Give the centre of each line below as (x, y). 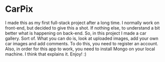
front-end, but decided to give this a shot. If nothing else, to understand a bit (82, 28)
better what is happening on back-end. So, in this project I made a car (76, 33)
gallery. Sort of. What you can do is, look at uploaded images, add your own (82, 38)
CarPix (19, 9)
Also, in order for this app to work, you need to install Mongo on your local (80, 49)
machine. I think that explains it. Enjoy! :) (46, 54)
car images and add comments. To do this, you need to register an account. (82, 43)
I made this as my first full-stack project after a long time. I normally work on (82, 23)
